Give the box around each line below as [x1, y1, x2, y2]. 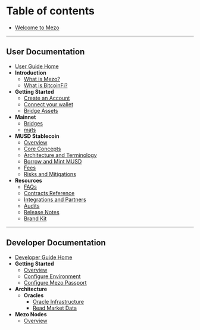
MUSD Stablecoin [14, 132, 60, 140]
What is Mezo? [23, 75, 61, 82]
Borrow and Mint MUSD [23, 158, 82, 165]
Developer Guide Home [14, 254, 73, 261]
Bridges [23, 119, 43, 127]
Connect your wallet [23, 100, 73, 108]
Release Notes [23, 208, 60, 215]
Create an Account [23, 94, 70, 101]
